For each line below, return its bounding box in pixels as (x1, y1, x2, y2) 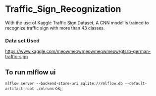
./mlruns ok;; (36, 85, 63, 92)
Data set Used (5, 37, 40, 44)
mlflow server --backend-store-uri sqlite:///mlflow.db (5, 81, 123, 86)
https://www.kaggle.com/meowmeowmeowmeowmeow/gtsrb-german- (5, 48, 151, 55)
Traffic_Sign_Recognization (5, 3, 121, 15)
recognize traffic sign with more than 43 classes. (5, 25, 105, 31)
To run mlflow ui (5, 68, 56, 76)
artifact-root (5, 86, 35, 92)
